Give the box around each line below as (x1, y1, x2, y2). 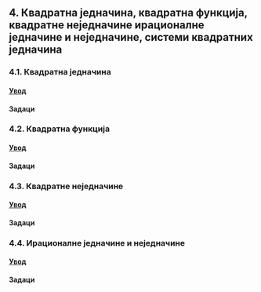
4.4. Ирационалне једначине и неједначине (9, 237, 186, 248)
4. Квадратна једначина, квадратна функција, (9, 6, 248, 20)
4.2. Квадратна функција (9, 123, 111, 134)
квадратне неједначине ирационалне (9, 19, 205, 32)
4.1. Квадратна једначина (9, 67, 112, 78)
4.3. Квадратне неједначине (9, 181, 124, 192)
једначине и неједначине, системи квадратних (9, 31, 253, 44)
